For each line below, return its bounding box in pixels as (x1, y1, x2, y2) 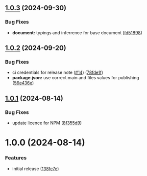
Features (5, 154, 27, 161)
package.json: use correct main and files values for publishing (12, 75, 140, 81)
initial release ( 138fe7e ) (12, 166, 59, 172)
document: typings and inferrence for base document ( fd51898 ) (12, 29, 143, 36)
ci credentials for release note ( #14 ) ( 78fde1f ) (12, 69, 103, 75)
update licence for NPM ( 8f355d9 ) (12, 120, 82, 126)
